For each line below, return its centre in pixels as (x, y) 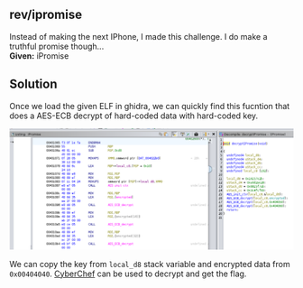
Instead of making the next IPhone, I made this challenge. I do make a (138, 36)
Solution (33, 84)
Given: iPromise (39, 56)
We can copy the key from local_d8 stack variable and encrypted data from (150, 264)
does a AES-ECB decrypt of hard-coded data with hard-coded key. (134, 116)
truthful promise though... (57, 46)
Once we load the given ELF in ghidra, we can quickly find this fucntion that (150, 106)
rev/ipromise (46, 15)
